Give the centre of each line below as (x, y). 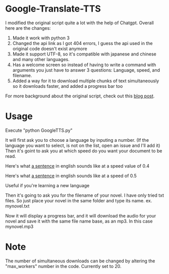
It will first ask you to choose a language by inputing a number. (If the (77, 140)
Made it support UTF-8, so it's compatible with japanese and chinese (84, 54)
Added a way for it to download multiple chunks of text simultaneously (86, 81)
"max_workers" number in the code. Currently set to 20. (64, 266)
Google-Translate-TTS (53, 9)
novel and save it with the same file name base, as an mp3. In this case (79, 221)
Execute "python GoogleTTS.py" (39, 130)
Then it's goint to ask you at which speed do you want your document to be (84, 151)
